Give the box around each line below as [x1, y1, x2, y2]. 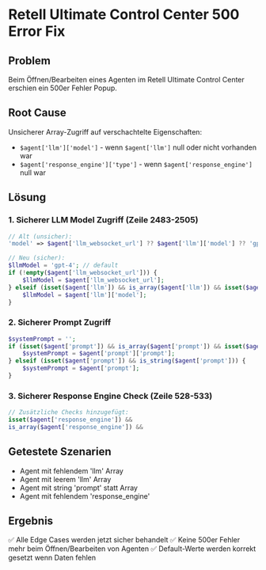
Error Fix [8, 22, 66, 40]
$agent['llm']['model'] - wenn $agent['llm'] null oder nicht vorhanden [19, 142, 257, 152]
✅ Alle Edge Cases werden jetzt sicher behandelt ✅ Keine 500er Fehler [8, 535, 240, 545]
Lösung [8, 191, 46, 204]
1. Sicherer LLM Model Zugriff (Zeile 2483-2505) [8, 215, 199, 226]
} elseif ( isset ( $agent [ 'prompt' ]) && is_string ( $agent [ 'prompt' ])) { [8, 357, 246, 365]
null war [19, 168, 46, 177]
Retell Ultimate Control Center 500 [8, 6, 240, 24]
